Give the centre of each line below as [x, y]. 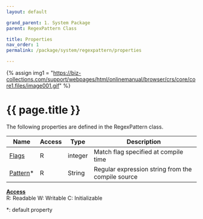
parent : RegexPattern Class [42, 28]
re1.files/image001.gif [33, 86]
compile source [115, 177]
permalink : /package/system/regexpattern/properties [74, 51]
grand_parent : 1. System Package [48, 23]
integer [78, 156]
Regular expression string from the [143, 169]
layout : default [27, 12]
